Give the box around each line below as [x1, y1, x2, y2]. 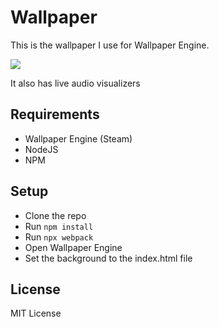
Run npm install [24, 220, 94, 232]
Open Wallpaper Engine [24, 241, 123, 253]
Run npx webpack [24, 231, 94, 243]
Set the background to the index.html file [24, 252, 193, 264]
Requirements [10, 106, 100, 123]
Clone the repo [24, 209, 87, 221]
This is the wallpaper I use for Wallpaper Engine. [10, 39, 210, 51]
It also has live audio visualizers [10, 77, 141, 89]
